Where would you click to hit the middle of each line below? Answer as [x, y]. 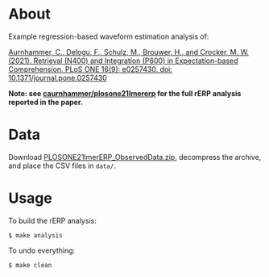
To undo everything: [42, 250]
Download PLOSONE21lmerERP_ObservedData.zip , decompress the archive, [135, 157]
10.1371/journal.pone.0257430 [58, 78]
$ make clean [30, 265]
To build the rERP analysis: [52, 220]
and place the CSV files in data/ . [62, 166]
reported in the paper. [46, 102]
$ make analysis [35, 235]
